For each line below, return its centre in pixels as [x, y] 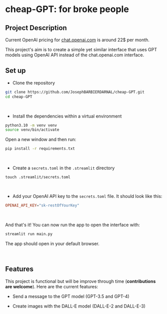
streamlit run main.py [29, 234]
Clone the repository [34, 83]
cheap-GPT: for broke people [67, 9]
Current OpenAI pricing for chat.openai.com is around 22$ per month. [77, 40]
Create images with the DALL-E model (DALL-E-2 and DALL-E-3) [79, 306]
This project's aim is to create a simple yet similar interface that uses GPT [81, 49]
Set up [16, 71]
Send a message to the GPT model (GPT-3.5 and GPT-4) [71, 296]
